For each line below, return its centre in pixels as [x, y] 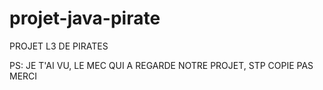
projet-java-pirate [85, 18]
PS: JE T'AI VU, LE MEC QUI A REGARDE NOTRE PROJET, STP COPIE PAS [161, 65]
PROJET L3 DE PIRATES [59, 46]
